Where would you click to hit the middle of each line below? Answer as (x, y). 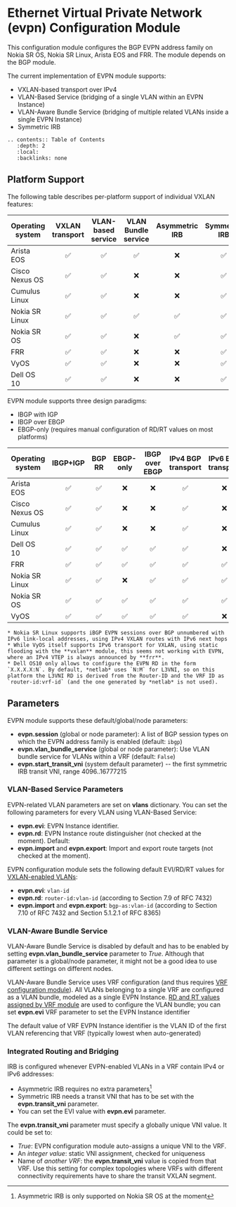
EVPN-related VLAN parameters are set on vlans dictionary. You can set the (117, 804)
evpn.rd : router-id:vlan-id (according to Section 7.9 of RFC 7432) (115, 898)
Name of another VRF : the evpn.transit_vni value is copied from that (117, 1161)
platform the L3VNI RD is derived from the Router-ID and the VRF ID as (116, 676)
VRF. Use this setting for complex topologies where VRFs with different (120, 1168)
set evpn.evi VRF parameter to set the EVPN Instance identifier (99, 1012)
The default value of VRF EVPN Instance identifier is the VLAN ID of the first (117, 1026)
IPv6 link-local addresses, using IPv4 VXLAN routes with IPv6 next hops (118, 639)
